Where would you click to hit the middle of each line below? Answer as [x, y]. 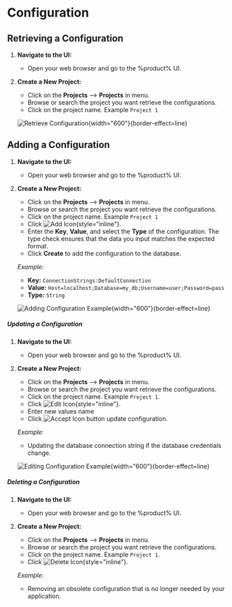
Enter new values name [61, 411]
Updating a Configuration [45, 324]
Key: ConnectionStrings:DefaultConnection [89, 280]
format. [38, 246]
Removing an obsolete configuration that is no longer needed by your [126, 588]
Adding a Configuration [59, 145]
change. [39, 453]
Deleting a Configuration [43, 482]
